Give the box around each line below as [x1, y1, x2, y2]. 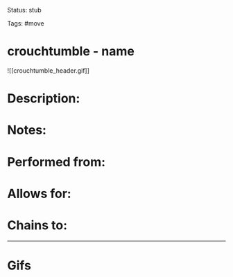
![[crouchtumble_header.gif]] [7, 66, 90, 75]
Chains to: [7, 217, 68, 233]
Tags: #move [7, 19, 44, 27]
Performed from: [7, 154, 106, 170]
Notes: [7, 123, 47, 138]
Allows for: [7, 186, 71, 202]
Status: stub [7, 6, 42, 14]
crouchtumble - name [7, 44, 135, 60]
